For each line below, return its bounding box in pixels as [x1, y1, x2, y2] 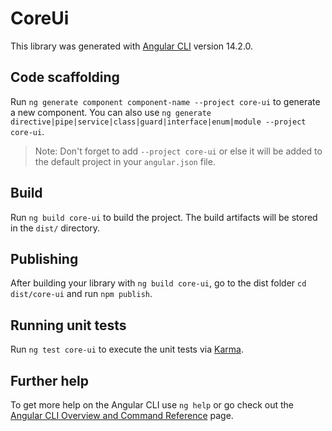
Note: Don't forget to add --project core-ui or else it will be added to [34, 145, 323, 157]
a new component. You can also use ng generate [10, 106, 212, 118]
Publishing [10, 250, 79, 267]
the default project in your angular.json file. [34, 155, 216, 167]
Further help [10, 372, 90, 389]
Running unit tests [10, 317, 127, 334]
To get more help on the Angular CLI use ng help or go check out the [10, 399, 294, 411]
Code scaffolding [10, 69, 120, 86]
